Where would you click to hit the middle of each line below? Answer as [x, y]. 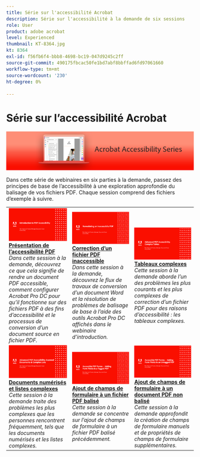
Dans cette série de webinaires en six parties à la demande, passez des [94, 180]
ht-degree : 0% [24, 82]
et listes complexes [33, 389]
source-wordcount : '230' [37, 75]
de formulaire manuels [162, 427]
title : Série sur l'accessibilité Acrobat [60, 13]
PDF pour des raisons [161, 308]
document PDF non [159, 395]
